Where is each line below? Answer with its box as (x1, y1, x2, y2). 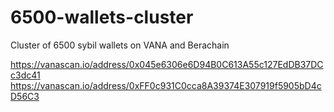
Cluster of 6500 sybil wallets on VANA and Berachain (10, 39, 230, 51)
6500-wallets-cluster (10, 6, 194, 29)
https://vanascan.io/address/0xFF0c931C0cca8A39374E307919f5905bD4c (10, 79, 322, 91)
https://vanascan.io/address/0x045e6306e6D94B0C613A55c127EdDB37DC (10, 58, 324, 70)
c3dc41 (10, 69, 41, 81)
